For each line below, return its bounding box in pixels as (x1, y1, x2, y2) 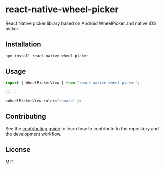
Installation (5, 40, 41, 49)
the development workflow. (5, 131, 62, 137)
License (5, 145, 31, 154)
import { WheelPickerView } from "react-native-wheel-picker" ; (5, 80, 140, 86)
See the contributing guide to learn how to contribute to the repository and (5, 125, 159, 131)
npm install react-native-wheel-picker (5, 53, 89, 58)
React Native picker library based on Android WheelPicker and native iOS (5, 20, 156, 26)
